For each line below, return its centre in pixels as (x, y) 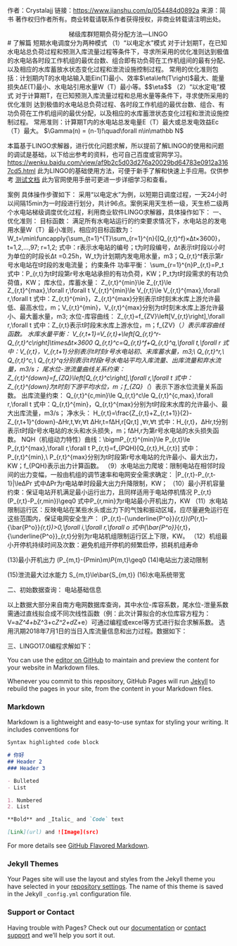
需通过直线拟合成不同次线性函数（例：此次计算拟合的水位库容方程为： (109, 613)
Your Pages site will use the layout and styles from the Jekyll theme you (111, 879)
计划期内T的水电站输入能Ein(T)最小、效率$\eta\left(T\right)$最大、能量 (122, 78)
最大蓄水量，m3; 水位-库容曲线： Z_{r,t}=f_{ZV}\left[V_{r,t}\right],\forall (122, 316)
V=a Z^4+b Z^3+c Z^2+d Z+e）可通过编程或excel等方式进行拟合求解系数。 (113, 622)
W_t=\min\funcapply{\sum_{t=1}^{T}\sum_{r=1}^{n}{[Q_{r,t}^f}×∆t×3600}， (116, 238)
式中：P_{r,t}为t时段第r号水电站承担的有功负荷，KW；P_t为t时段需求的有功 (115, 274)
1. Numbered (25, 800)
